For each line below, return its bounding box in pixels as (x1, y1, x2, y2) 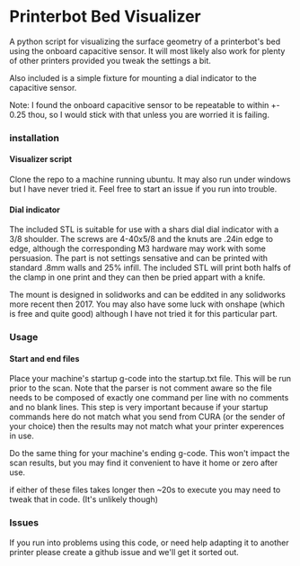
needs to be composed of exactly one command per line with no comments (9, 392, 289, 403)
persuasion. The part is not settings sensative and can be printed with (9, 253, 268, 264)
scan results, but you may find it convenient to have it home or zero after (9, 457, 278, 469)
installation (9, 131, 60, 144)
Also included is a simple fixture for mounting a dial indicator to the (9, 72, 258, 83)
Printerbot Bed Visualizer (9, 6, 201, 27)
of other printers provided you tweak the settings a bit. (9, 55, 211, 66)
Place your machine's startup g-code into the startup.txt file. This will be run (9, 373, 292, 384)
